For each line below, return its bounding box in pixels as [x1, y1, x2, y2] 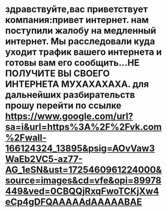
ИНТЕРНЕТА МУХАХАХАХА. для [5, 79, 149, 90]
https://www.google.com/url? [5, 111, 133, 122]
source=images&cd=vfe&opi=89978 [5, 175, 162, 186]
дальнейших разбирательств [5, 89, 135, 101]
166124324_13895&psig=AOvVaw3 [5, 143, 155, 154]
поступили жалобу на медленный [5, 25, 156, 36]
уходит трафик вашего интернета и [5, 46, 162, 58]
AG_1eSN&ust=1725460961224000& [5, 164, 162, 176]
